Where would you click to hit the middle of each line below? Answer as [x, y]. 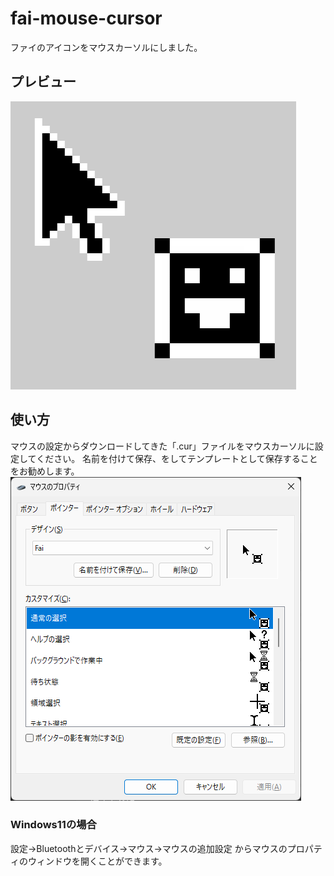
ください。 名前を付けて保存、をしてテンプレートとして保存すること [177, 458]
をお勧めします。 [45, 471]
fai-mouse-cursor [86, 18]
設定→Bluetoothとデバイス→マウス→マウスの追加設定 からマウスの [149, 848]
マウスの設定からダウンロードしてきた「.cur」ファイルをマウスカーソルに [162, 446]
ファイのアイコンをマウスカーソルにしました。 [106, 47]
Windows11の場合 [53, 825]
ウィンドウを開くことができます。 [97, 861]
